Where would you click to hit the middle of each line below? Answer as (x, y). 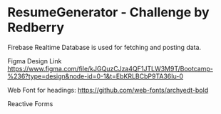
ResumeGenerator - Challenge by (108, 12)
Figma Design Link (35, 61)
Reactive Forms (30, 103)
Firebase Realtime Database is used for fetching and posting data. (104, 47)
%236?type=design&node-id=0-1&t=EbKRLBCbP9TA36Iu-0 (96, 76)
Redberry (36, 27)
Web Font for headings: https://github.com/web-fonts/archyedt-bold (108, 90)
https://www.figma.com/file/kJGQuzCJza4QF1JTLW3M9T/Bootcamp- (110, 68)
